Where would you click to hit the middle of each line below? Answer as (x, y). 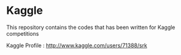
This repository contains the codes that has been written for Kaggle (91, 27)
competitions (23, 33)
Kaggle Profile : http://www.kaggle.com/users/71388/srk (77, 45)
